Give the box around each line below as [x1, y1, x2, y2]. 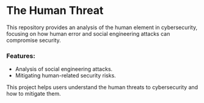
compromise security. [6, 36, 61, 44]
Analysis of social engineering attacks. [15, 65, 113, 73]
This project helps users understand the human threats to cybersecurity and [6, 84, 199, 91]
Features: [6, 51, 35, 60]
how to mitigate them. [6, 90, 61, 98]
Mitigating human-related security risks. [15, 72, 116, 79]
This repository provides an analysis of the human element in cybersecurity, [6, 24, 197, 31]
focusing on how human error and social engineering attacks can [6, 30, 170, 37]
